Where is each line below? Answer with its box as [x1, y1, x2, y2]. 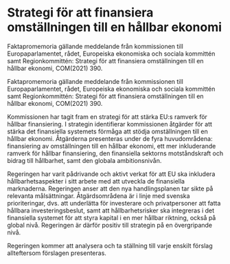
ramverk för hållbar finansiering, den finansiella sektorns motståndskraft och [7, 149, 224, 157]
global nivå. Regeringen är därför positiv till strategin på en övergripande [7, 221, 213, 229]
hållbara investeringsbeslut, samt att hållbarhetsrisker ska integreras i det [7, 206, 215, 214]
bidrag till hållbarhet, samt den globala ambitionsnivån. [7, 156, 162, 164]
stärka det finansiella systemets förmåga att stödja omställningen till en [7, 127, 208, 135]
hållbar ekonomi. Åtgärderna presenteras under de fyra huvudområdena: [7, 134, 213, 142]
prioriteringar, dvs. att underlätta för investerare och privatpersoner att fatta [7, 199, 221, 207]
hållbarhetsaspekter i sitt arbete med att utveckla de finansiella [7, 177, 185, 185]
